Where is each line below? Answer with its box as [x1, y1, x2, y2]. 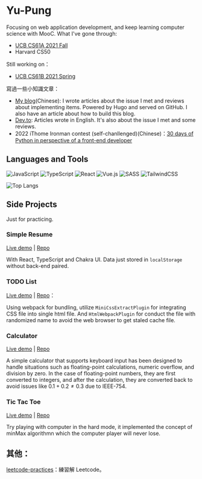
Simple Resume [6, 230, 53, 239]
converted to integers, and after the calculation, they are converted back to [6, 376, 193, 384]
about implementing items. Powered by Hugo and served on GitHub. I [14, 103, 188, 110]
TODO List [6, 277, 37, 285]
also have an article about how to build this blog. [14, 110, 136, 117]
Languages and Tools [6, 154, 89, 165]
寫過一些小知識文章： [6, 85, 59, 92]
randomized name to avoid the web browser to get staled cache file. [6, 317, 176, 324]
